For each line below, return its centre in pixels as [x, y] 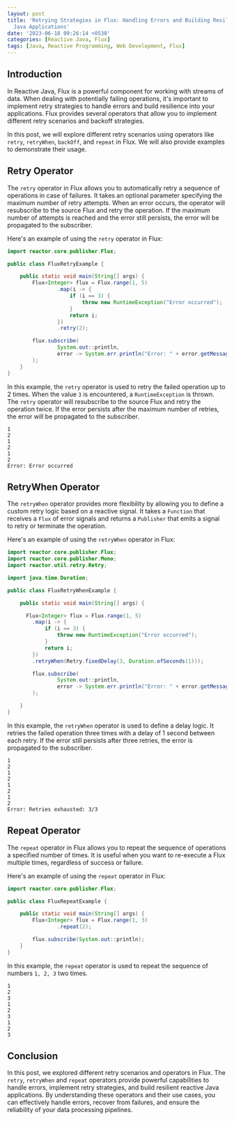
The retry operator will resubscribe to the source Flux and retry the [104, 401]
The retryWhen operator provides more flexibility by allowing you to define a [116, 504]
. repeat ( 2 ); [74, 927]
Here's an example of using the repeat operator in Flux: [86, 875]
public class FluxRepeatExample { [57, 901]
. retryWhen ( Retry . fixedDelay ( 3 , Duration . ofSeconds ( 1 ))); [118, 661]
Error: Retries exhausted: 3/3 [53, 809]
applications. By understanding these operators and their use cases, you [111, 1095]
